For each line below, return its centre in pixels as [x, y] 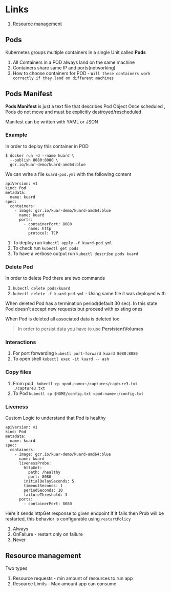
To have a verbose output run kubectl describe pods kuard [75, 254]
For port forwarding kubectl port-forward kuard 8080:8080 [75, 353]
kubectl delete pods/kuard [41, 289]
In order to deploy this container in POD [47, 146]
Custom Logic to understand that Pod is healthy [56, 418]
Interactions [21, 342]
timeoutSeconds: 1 [43, 486]
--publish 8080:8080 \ [34, 160]
